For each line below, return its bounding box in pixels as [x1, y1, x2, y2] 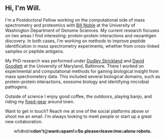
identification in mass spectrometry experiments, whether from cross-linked [5, 43, 160, 49]
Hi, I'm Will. [5, 4, 41, 12]
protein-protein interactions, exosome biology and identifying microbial [5, 79, 149, 84]
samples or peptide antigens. [5, 48, 65, 54]
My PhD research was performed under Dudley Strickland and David [5, 57, 144, 63]
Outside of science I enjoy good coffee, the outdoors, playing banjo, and [5, 93, 152, 99]
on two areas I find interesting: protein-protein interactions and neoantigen [5, 32, 157, 38]
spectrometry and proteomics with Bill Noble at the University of [5, 22, 135, 28]
